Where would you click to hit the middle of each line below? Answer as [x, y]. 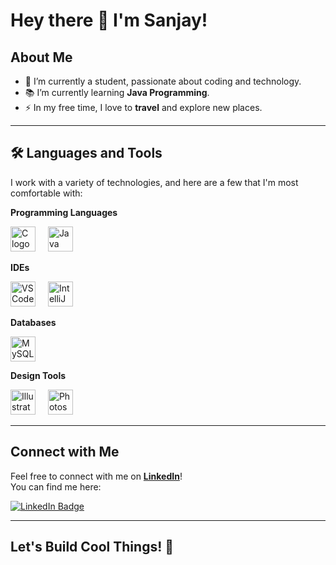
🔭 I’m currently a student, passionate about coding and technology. [163, 81]
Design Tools [38, 375]
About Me [41, 57]
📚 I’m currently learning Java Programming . [117, 92]
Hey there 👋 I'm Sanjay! [109, 20]
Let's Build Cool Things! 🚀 [92, 547]
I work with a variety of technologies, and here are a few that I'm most [154, 182]
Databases [33, 322]
